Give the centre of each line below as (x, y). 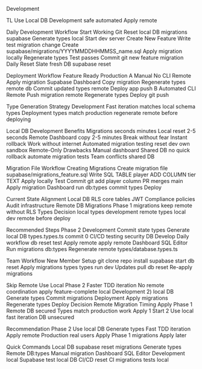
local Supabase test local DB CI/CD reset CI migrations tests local (87, 360)
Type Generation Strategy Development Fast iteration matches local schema (101, 107)
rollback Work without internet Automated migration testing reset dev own (98, 144)
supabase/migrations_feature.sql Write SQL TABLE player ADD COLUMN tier (101, 175)
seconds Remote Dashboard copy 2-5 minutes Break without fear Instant (97, 137)
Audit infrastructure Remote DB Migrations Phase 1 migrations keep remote (99, 205)
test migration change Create (43, 45)
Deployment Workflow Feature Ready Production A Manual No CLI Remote (99, 76)
